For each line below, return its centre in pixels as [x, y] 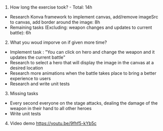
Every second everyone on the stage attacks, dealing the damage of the [84, 103]
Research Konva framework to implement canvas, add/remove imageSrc [84, 17]
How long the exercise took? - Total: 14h [51, 7]
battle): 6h [20, 33]
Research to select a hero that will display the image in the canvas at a [82, 63]
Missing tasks [24, 93]
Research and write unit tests [40, 84]
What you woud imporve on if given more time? [58, 42]
